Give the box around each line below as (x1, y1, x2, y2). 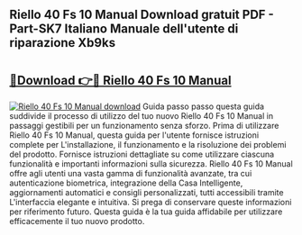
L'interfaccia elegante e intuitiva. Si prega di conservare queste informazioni (9, 197, 292, 207)
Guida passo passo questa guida (142, 101, 264, 112)
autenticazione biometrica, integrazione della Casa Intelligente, (9, 177, 243, 188)
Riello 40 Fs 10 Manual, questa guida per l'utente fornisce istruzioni (9, 130, 260, 140)
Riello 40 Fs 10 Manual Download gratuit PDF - (9, 7, 275, 23)
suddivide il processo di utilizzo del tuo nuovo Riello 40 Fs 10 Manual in (9, 111, 273, 121)
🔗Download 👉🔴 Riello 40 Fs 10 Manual (9, 72, 232, 88)
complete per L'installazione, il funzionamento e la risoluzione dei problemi (9, 140, 287, 149)
